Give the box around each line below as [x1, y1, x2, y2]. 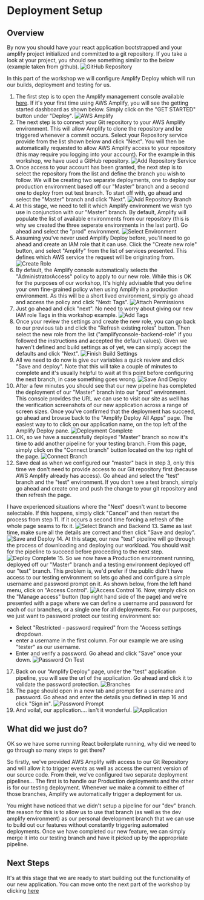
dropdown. [15, 630, 43, 637]
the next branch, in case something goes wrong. [15, 376, 137, 383]
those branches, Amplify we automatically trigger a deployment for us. [7, 790, 183, 797]
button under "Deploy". [15, 112, 73, 119]
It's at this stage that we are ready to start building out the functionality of [7, 874, 191, 881]
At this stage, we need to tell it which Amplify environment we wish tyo [15, 202, 192, 209]
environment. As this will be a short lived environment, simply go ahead [15, 292, 194, 299]
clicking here [7, 887, 39, 894]
